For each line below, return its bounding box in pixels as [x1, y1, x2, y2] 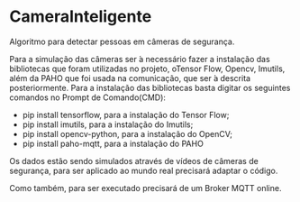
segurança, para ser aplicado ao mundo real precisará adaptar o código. [9, 165, 278, 176]
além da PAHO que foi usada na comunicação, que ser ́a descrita [9, 72, 250, 83]
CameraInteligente [9, 6, 152, 27]
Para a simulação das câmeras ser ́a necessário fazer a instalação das [9, 53, 270, 64]
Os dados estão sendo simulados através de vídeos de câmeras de [9, 155, 259, 166]
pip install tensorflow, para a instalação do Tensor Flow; [22, 109, 230, 120]
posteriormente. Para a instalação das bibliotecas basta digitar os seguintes [9, 82, 291, 93]
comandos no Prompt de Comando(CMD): [9, 92, 167, 103]
